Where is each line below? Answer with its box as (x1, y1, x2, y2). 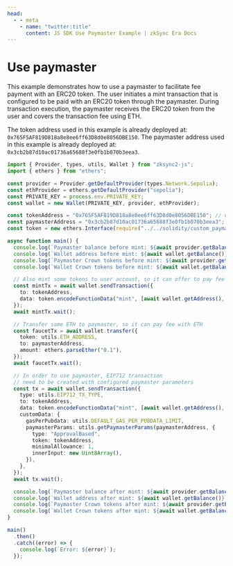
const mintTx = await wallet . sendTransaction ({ (13, 282, 154, 289)
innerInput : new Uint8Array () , (32, 450, 123, 457)
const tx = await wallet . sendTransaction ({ (13, 385, 141, 392)
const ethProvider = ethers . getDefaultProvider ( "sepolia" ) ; (7, 186, 185, 193)
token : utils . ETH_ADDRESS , (19, 334, 98, 341)
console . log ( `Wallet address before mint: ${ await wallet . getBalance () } (13, 250, 228, 257)
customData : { (19, 411, 60, 418)
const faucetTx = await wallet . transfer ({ (13, 328, 138, 334)
